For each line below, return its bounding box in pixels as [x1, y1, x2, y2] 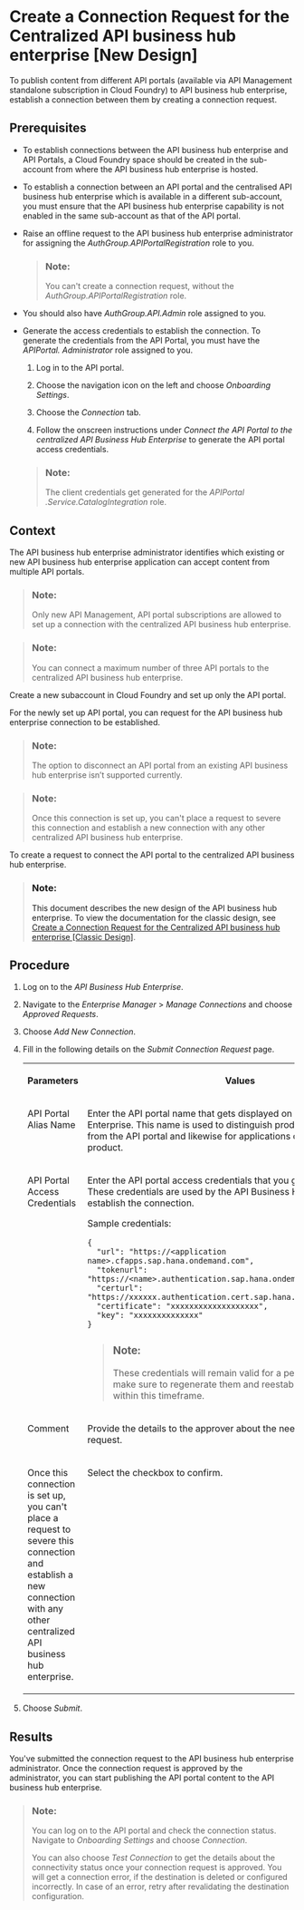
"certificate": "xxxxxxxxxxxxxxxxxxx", [96, 1301, 269, 1312]
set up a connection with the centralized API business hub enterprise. [31, 619, 291, 630]
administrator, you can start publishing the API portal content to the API [9, 1772, 275, 1783]
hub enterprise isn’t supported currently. [31, 770, 183, 780]
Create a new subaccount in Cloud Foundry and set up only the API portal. [9, 689, 287, 700]
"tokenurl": [96, 1265, 148, 1275]
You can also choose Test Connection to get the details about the [31, 1852, 276, 1864]
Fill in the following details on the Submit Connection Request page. [22, 1044, 275, 1055]
